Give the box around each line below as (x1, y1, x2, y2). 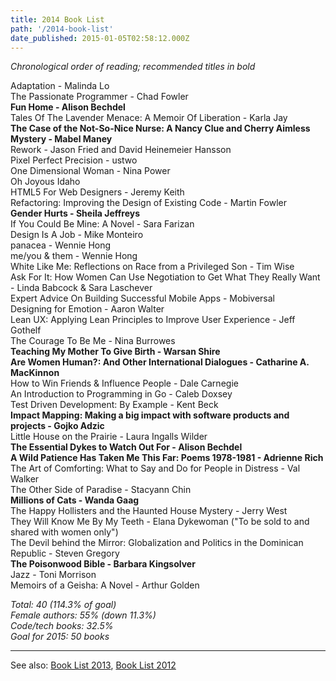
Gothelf (10, 324, 42, 336)
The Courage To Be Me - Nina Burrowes (10, 335, 176, 347)
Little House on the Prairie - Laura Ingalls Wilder (10, 431, 208, 443)
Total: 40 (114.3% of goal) (10, 599, 117, 611)
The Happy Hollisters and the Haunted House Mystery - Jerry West (10, 505, 288, 517)
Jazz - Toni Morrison (10, 569, 97, 581)
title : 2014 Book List (10, 14, 105, 25)
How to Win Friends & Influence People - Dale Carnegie (10, 377, 239, 390)
